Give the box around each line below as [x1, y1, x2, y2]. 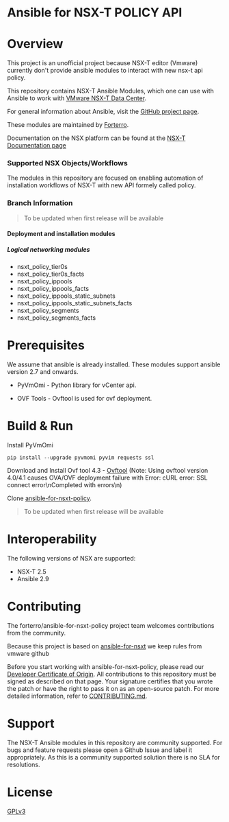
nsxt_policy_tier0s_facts [16, 270, 85, 279]
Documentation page [7, 141, 66, 150]
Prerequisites [7, 338, 85, 353]
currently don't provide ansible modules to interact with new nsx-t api [7, 67, 203, 75]
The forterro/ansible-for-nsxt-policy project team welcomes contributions [7, 622, 215, 630]
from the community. [7, 629, 66, 637]
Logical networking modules [7, 245, 90, 253]
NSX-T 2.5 [16, 567, 46, 576]
